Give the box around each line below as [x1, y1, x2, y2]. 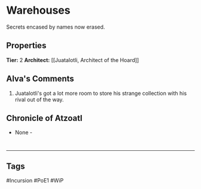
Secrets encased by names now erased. [6, 23, 105, 30]
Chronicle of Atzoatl [6, 113, 83, 123]
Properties [6, 41, 47, 51]
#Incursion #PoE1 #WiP [6, 177, 64, 184]
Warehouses [6, 4, 71, 17]
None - [14, 129, 33, 136]
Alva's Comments [6, 74, 75, 84]
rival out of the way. [14, 96, 64, 103]
